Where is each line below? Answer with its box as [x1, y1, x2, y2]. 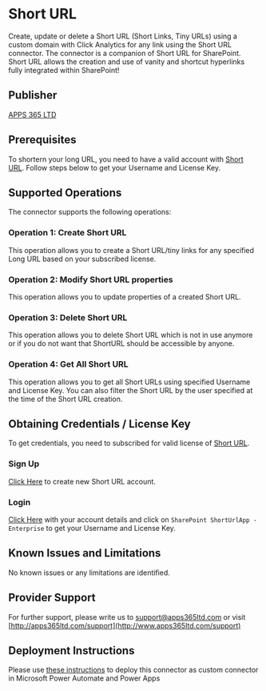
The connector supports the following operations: [8, 207, 172, 217]
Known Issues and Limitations [8, 546, 161, 560]
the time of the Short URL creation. [8, 394, 123, 404]
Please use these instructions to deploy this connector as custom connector [8, 665, 259, 675]
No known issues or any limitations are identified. [8, 568, 170, 577]
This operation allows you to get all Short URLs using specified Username [8, 377, 251, 387]
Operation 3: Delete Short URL [8, 311, 128, 323]
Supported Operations [8, 186, 122, 199]
